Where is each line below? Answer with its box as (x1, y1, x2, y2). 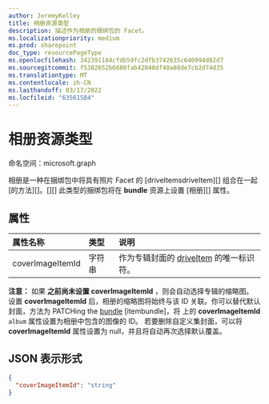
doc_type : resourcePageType (8, 49, 102, 57)
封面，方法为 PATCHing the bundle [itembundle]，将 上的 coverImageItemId (8, 306, 261, 316)
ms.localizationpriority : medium (8, 34, 120, 42)
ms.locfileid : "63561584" (8, 94, 94, 102)
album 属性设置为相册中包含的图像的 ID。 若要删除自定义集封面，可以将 (8, 317, 243, 326)
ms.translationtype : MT (8, 71, 88, 79)
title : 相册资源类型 (8, 19, 70, 27)
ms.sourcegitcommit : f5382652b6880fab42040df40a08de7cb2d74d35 (8, 64, 224, 72)
